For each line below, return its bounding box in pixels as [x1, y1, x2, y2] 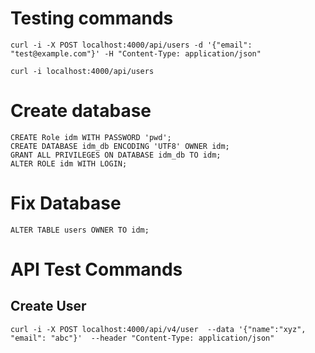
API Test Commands [10, 258, 183, 281]
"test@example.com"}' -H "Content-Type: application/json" [10, 48, 262, 59]
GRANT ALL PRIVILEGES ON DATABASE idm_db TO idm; [10, 150, 222, 160]
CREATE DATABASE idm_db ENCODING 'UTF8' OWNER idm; [10, 141, 230, 151]
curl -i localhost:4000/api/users [10, 66, 155, 76]
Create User [10, 298, 87, 315]
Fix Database [10, 192, 122, 215]
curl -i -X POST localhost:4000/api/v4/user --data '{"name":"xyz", [10, 324, 307, 334]
